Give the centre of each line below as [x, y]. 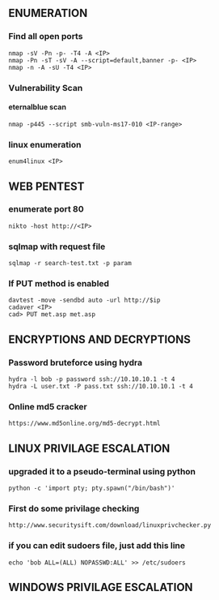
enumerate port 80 [46, 209]
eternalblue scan [38, 107]
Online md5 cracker [48, 407]
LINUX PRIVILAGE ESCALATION [89, 448]
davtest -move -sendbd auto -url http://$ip [84, 300]
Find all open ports [46, 36]
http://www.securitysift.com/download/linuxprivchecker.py [110, 525]
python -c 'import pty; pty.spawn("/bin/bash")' [92, 489]
